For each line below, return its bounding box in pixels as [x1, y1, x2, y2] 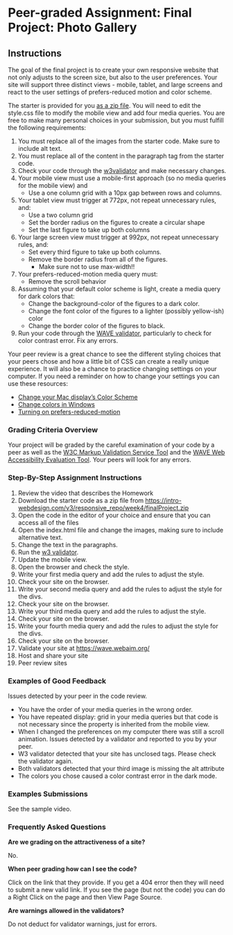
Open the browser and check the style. [17, 562, 130, 571]
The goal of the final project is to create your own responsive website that [8, 66, 219, 74]
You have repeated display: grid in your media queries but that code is [17, 713, 219, 721]
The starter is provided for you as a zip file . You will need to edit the [8, 101, 202, 109]
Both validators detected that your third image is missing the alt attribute [17, 764, 225, 772]
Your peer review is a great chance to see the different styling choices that [8, 350, 221, 358]
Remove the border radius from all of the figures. [28, 255, 169, 263]
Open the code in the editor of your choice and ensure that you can [17, 511, 211, 519]
